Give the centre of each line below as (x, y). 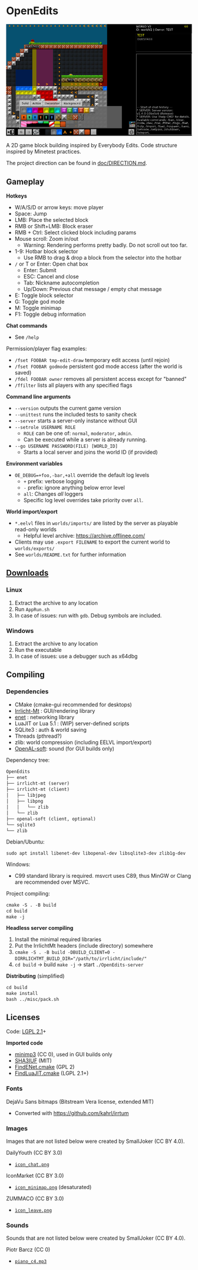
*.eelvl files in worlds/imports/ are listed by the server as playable (96, 523)
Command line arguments (39, 396)
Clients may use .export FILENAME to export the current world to (92, 542)
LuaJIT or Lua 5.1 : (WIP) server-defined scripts (72, 723)
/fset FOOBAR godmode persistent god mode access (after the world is (98, 366)
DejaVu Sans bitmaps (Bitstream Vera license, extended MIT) (80, 1101)
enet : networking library (44, 717)
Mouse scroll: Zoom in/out (46, 238)
